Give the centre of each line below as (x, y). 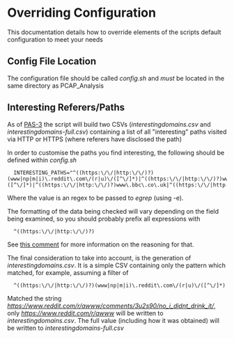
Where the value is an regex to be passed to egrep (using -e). (95, 198)
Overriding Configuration (82, 13)
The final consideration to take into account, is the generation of (99, 258)
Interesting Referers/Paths (66, 108)
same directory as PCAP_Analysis (56, 86)
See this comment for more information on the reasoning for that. (101, 244)
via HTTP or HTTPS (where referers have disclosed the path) (95, 139)
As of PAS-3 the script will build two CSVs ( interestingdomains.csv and (109, 124)
